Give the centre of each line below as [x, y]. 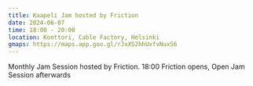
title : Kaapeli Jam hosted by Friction [73, 15]
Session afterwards [39, 75]
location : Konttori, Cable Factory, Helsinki [84, 37]
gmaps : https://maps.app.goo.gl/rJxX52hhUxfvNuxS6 [93, 45]
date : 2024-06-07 [37, 23]
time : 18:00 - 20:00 [42, 30]
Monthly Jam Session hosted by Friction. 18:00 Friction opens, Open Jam [126, 66]
